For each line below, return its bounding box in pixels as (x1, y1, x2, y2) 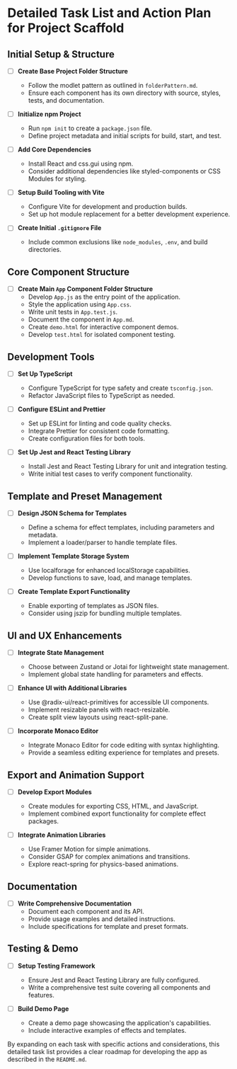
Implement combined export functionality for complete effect (28, 809, 207, 818)
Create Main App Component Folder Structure (17, 285, 154, 293)
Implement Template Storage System (17, 552, 129, 561)
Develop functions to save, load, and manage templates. (28, 573, 192, 582)
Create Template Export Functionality (17, 588, 131, 596)
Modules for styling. (28, 175, 87, 183)
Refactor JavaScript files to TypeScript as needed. (28, 391, 175, 400)
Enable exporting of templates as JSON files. (28, 602, 159, 610)
